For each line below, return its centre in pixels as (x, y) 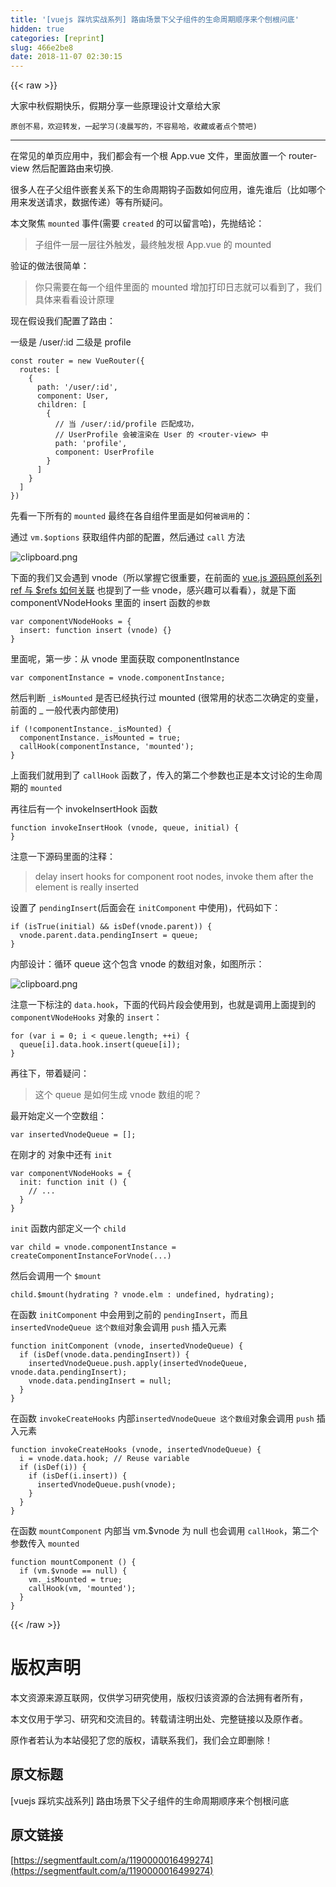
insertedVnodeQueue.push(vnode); (106, 1485)
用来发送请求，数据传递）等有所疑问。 (89, 202)
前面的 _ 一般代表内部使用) (65, 710)
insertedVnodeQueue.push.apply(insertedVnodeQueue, (138, 1364)
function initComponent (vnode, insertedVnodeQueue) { (127, 1346)
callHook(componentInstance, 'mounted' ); (107, 747)
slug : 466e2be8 (42, 47)
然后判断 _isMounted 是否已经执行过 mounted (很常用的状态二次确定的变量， (167, 698)
